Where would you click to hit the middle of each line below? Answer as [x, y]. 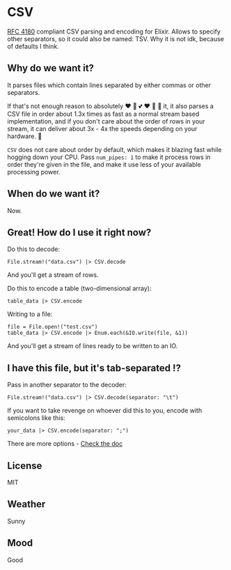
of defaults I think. [33, 46]
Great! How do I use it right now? [79, 232]
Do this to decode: [34, 249]
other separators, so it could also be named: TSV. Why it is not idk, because [116, 38]
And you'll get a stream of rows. [53, 275]
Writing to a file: [30, 314]
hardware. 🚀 [25, 136]
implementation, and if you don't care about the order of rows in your [106, 121]
